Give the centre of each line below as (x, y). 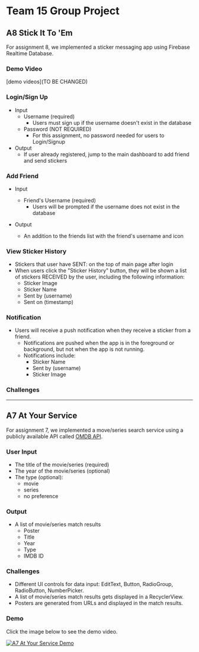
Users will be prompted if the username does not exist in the (106, 207)
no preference (41, 496)
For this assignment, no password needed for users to (98, 135)
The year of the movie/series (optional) (62, 471)
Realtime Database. (30, 53)
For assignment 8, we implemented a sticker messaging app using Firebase (98, 47)
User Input (22, 451)
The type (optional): (39, 477)
